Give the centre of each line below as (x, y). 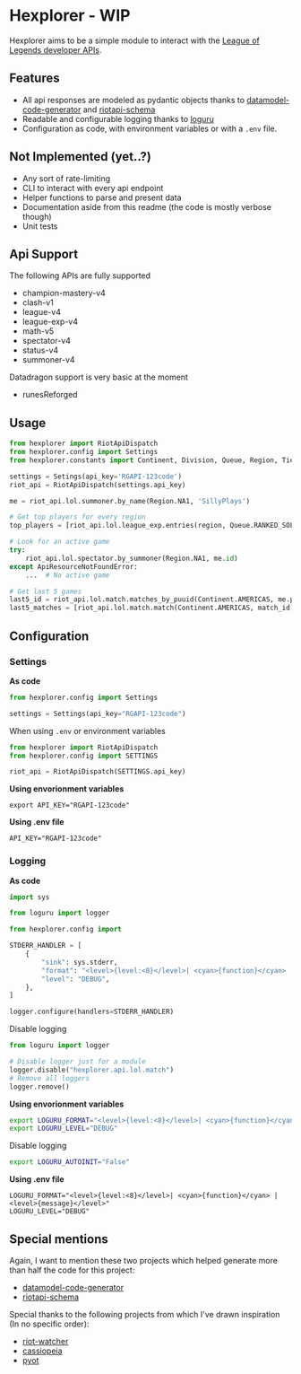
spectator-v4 (47, 341)
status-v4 (40, 350)
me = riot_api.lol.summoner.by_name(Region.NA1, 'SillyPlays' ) (130, 501)
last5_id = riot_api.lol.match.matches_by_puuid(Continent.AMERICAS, (142, 599)
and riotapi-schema (119, 109)
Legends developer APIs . (56, 49)
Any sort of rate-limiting (66, 178)
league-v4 (41, 312)
